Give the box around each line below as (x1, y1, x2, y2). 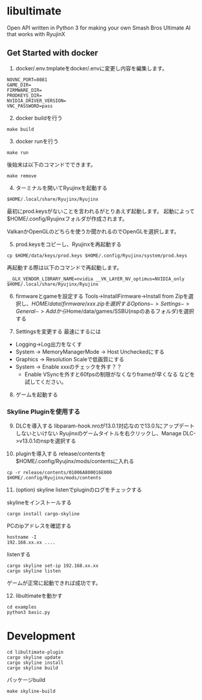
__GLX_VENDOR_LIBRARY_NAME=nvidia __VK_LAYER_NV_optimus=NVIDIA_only (7, 275, 185, 282)
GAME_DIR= (7, 82, 32, 88)
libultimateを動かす (15, 592, 63, 600)
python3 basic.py (7, 609, 50, 616)
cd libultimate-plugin (7, 649, 64, 655)
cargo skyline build (7, 665, 59, 671)
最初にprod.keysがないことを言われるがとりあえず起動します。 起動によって (7, 207, 195, 215)
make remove (7, 173, 37, 179)
